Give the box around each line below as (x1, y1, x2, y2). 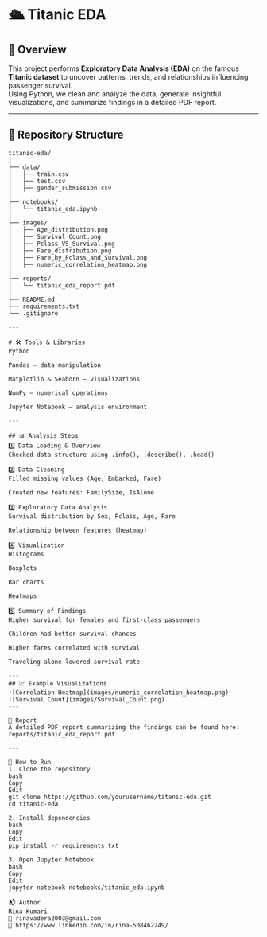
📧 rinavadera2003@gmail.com (8, 914, 102, 923)
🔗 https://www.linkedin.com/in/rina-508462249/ (8, 921, 169, 929)
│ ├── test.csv (8, 177, 66, 185)
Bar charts (8, 578, 44, 586)
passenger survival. (8, 80, 73, 90)
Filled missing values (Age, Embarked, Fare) (8, 474, 161, 482)
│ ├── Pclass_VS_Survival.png (8, 240, 115, 248)
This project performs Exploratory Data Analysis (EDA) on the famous (8, 64, 240, 73)
